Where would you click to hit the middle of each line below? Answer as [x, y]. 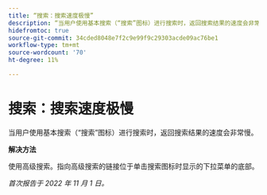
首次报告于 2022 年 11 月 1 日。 [58, 183]
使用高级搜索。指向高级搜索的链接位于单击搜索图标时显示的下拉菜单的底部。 [133, 166]
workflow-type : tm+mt [44, 45]
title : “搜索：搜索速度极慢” [51, 16]
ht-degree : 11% [33, 60]
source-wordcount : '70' [48, 53]
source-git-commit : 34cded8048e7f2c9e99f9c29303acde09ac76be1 [113, 38]
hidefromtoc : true [39, 30]
